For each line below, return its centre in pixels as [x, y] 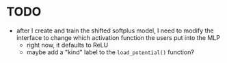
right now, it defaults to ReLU [67, 45]
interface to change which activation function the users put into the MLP [118, 37]
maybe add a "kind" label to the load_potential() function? [110, 52]
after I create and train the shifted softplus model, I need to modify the [115, 30]
